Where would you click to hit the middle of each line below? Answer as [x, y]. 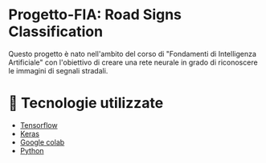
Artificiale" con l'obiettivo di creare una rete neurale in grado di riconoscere [133, 62]
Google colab [42, 142]
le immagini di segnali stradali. [58, 70]
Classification [55, 32]
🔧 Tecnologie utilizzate [86, 103]
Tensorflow [39, 125]
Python [32, 150]
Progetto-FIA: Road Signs [95, 15]
